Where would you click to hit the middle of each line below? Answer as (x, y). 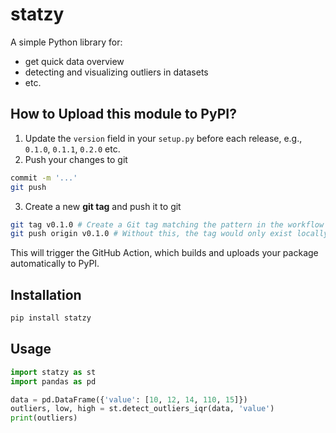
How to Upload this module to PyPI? (123, 114)
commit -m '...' (44, 178)
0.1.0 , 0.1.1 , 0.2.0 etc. (72, 149)
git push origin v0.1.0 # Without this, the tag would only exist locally (169, 234)
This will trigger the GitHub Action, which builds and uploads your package (164, 253)
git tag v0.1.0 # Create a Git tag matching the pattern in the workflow (167, 224)
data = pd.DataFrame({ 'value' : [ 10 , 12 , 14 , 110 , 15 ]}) (129, 399)
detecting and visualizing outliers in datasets (116, 72)
